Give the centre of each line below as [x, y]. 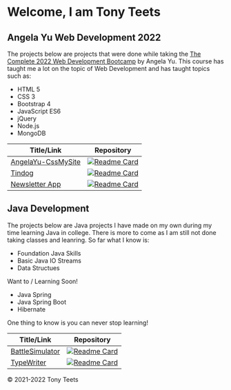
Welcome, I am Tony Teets [84, 12]
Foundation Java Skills [49, 253]
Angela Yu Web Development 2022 [84, 38]
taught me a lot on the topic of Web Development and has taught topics [109, 69]
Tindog [22, 173]
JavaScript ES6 [39, 111]
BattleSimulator [36, 351]
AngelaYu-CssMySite [46, 162]
